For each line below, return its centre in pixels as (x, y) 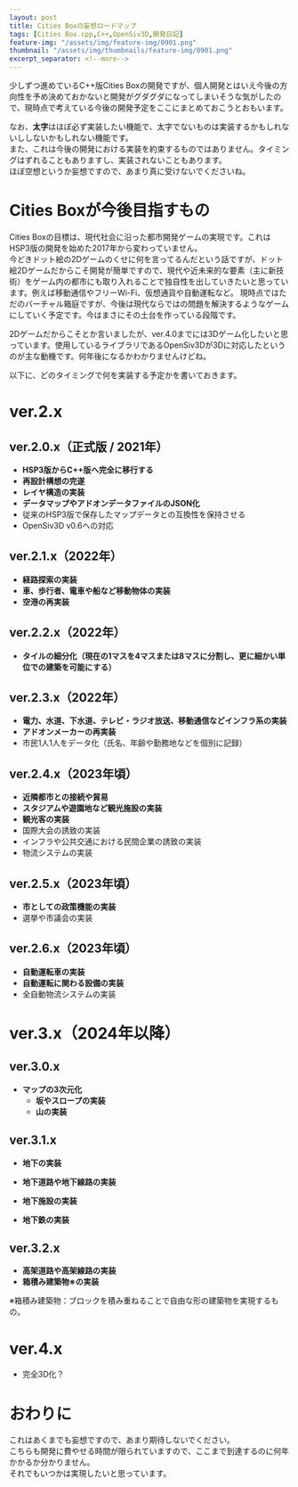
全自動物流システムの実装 (69, 994)
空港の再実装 (45, 602)
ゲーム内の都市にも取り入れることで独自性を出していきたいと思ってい (161, 281)
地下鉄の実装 (45, 1220)
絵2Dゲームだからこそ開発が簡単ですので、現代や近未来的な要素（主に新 (143, 270)
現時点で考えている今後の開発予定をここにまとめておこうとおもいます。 (156, 107)
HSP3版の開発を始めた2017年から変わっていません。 (106, 248)
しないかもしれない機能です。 (79, 138)
